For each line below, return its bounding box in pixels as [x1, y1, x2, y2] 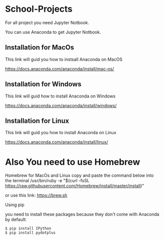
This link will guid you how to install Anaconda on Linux [5, 130, 117, 136]
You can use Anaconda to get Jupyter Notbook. [5, 29, 101, 35]
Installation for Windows [5, 80, 82, 89]
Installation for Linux [5, 117, 70, 125]
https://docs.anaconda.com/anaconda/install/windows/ [5, 102, 117, 108]
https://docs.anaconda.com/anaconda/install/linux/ [5, 139, 109, 145]
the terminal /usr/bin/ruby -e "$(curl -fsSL [5, 178, 90, 184]
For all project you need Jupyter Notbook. [5, 20, 90, 25]
